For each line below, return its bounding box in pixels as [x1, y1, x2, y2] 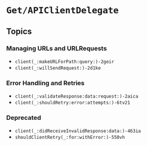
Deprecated [6, 114, 42, 122]
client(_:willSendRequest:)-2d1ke [14, 65, 101, 71]
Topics [6, 26, 32, 36]
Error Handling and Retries [6, 79, 85, 87]
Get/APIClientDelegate [6, 5, 119, 16]
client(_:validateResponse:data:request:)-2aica [14, 94, 139, 100]
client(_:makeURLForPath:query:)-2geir [14, 58, 115, 64]
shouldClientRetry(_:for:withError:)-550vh [14, 135, 125, 141]
